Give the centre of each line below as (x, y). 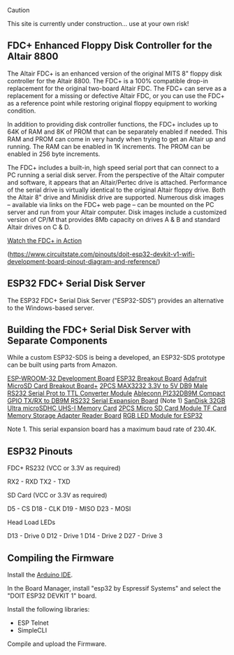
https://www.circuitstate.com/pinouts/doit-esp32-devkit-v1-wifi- (102, 254)
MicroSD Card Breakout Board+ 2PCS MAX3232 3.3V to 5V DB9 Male (108, 386)
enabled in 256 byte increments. (54, 154)
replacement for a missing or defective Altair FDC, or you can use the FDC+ (116, 96)
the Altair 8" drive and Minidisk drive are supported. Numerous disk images (116, 197)
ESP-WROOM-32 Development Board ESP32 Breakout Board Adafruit (107, 379)
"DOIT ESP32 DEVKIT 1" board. (52, 596)
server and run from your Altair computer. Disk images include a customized (117, 212)
